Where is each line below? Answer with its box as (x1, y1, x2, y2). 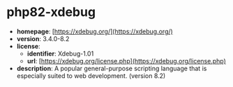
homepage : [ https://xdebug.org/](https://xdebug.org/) (16, 27, 174, 35)
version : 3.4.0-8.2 (16, 34, 70, 42)
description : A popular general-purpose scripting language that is (16, 64, 207, 72)
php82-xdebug (6, 4, 96, 20)
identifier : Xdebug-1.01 (27, 49, 94, 58)
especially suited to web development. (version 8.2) (16, 71, 166, 80)
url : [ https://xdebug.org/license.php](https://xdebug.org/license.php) (27, 56, 226, 65)
